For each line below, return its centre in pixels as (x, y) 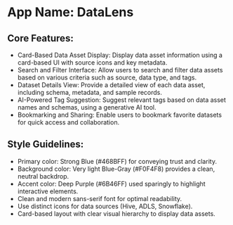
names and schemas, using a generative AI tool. (87, 107)
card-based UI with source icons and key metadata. (92, 63)
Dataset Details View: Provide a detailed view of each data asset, (111, 85)
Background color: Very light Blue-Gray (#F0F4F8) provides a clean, (116, 169)
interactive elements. (48, 191)
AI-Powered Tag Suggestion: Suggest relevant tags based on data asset (122, 100)
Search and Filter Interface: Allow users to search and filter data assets (120, 70)
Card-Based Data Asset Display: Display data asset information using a (120, 55)
